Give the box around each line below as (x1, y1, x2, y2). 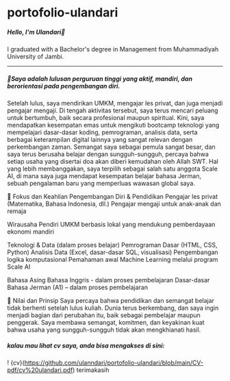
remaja (7, 207, 27, 215)
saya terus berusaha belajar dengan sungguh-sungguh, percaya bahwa (7, 150, 209, 158)
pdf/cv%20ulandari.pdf (7, 366, 73, 374)
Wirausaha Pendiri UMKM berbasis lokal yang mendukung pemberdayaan (7, 221, 216, 229)
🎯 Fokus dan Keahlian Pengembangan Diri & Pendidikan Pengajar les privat (7, 193, 218, 201)
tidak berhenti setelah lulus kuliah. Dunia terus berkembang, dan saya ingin (7, 304, 219, 312)
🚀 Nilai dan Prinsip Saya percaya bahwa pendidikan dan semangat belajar (7, 297, 214, 305)
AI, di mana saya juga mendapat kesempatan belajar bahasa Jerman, (7, 172, 202, 180)
